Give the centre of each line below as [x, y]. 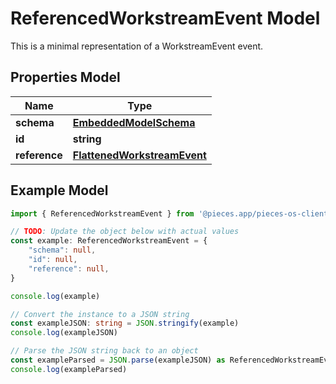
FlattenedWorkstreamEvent [139, 155]
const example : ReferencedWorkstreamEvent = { [109, 241]
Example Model [59, 190]
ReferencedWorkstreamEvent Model [165, 18]
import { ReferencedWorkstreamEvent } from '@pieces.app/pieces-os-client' [171, 213]
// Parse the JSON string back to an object [104, 351]
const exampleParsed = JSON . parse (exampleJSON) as [118, 360]
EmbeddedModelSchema [134, 122]
